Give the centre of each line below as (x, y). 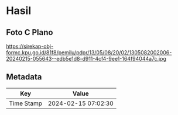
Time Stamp (26, 103)
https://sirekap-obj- (30, 46)
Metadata (24, 77)
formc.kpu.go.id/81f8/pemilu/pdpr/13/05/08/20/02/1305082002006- (89, 53)
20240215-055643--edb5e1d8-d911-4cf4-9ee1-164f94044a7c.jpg (86, 59)
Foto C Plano (30, 32)
